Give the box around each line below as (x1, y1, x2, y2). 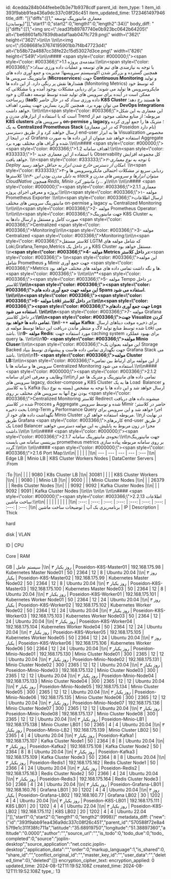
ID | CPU (6, 542, 24, 548)
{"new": (149, 814, 166, 820)
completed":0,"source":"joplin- (6, 836, 71, 842)
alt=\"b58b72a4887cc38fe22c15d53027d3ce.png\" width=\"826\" (6, 48, 143, 54)
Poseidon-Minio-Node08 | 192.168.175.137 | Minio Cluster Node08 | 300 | (6, 711, 158, 716)
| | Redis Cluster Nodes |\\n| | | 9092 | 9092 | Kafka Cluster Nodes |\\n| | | (6, 483, 160, 488)
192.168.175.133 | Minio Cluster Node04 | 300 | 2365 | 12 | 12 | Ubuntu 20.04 (6, 678, 165, 684)
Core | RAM (6, 553, 30, 559)
